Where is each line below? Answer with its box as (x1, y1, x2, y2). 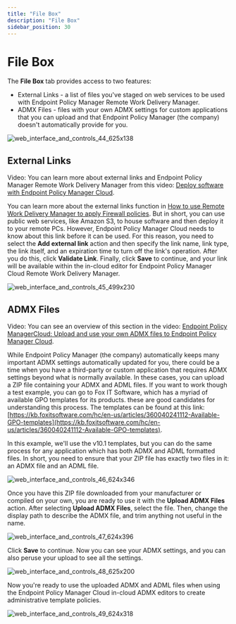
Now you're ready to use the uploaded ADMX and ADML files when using (7, 580, 221, 589)
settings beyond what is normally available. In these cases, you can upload (7, 373, 225, 381)
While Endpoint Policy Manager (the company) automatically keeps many (7, 350, 220, 359)
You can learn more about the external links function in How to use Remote (7, 202, 225, 211)
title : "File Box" (7, 10, 61, 18)
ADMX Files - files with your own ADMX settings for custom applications (17, 106, 228, 114)
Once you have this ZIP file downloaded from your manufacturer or (7, 489, 202, 497)
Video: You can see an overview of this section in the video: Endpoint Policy (7, 322, 228, 330)
